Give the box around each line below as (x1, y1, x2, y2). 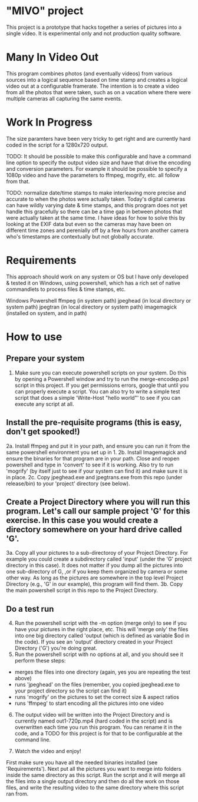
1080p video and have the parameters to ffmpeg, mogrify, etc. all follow (6, 171, 180, 178)
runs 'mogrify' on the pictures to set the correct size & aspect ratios (14, 694, 180, 701)
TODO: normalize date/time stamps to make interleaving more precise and (6, 189, 186, 196)
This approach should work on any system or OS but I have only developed (6, 273, 189, 280)
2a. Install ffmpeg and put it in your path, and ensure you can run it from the (6, 442, 190, 449)
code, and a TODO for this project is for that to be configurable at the (14, 730, 183, 737)
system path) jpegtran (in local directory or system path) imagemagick (6, 303, 177, 310)
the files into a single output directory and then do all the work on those (6, 778, 180, 785)
